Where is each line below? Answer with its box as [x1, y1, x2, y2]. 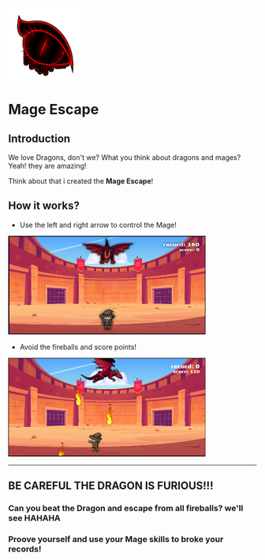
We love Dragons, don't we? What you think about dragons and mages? [8, 153, 241, 162]
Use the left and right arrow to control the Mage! [19, 220, 177, 229]
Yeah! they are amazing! [8, 161, 87, 170]
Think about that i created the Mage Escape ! [8, 176, 154, 186]
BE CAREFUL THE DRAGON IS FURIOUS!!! [8, 479, 215, 493]
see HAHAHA [8, 513, 61, 524]
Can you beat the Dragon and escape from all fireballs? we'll [8, 503, 244, 514]
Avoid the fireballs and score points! [19, 342, 136, 351]
